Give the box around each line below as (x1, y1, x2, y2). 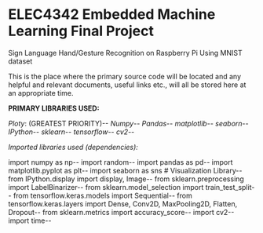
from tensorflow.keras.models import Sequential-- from (13, 191, 192, 200)
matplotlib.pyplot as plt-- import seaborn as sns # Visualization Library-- (8, 166, 243, 175)
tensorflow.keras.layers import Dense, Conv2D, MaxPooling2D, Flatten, (8, 198, 238, 209)
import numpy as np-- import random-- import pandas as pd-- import (8, 157, 233, 166)
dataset (8, 56, 33, 66)
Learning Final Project (8, 22, 155, 40)
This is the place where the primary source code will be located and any (8, 71, 242, 81)
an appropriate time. (8, 88, 74, 97)
